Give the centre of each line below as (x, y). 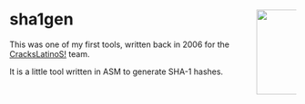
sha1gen (42, 19)
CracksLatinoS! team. (50, 53)
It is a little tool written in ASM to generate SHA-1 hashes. (117, 71)
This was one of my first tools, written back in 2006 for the (120, 44)
